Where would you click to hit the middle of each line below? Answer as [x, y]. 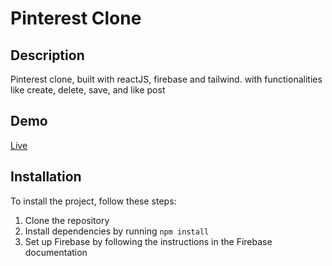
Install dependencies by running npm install [117, 231]
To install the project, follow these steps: [93, 201]
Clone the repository [67, 220]
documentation [56, 252]
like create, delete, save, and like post [88, 90]
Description [47, 55]
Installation [46, 177]
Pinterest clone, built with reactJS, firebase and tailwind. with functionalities [166, 79]
